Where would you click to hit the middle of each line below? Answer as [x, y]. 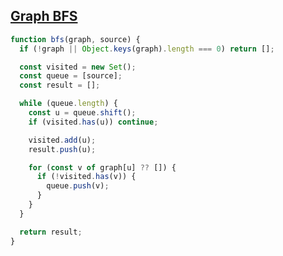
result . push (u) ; [62, 149]
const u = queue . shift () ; [82, 113]
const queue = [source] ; [71, 76]
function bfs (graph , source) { [75, 39]
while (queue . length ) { [68, 104]
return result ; [51, 232]
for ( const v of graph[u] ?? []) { [102, 167]
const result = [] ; [60, 85]
